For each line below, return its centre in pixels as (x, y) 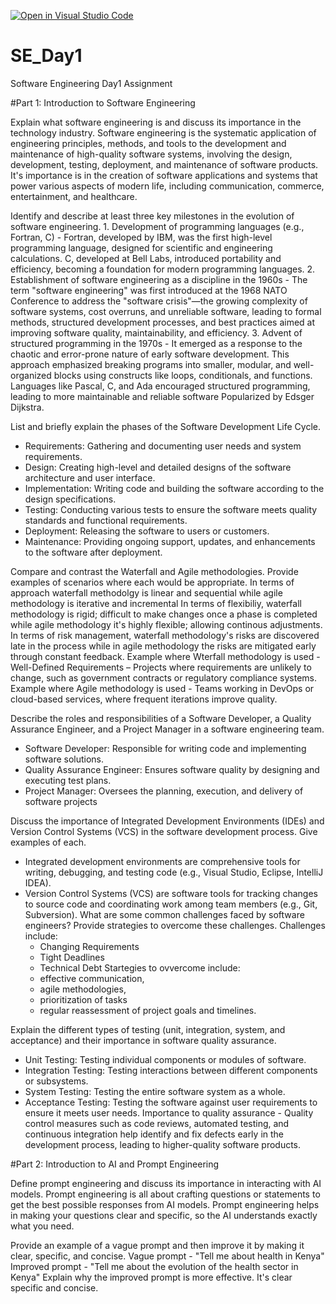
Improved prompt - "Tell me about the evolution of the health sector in (154, 1266)
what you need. (42, 1226)
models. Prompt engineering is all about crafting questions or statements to (165, 1194)
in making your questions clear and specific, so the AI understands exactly (164, 1215)
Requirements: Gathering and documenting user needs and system (163, 446)
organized (31, 375)
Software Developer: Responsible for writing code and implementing (165, 748)
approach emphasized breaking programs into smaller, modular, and (151, 364)
